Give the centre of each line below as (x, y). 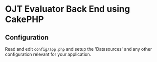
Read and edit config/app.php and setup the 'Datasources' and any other (78, 49)
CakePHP (24, 19)
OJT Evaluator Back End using (68, 9)
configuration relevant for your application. (48, 54)
